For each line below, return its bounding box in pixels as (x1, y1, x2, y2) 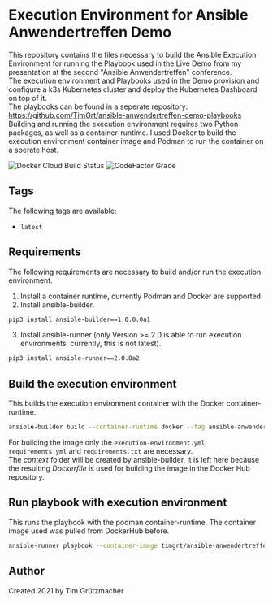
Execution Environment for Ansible (8, 6, 249, 24)
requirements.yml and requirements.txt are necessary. (8, 446, 193, 456)
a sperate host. (8, 145, 59, 154)
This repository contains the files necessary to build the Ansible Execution (8, 50, 257, 59)
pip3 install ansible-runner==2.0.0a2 (8, 354, 140, 363)
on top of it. (8, 93, 47, 102)
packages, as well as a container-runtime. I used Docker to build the (8, 128, 237, 137)
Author (8, 564, 45, 578)
